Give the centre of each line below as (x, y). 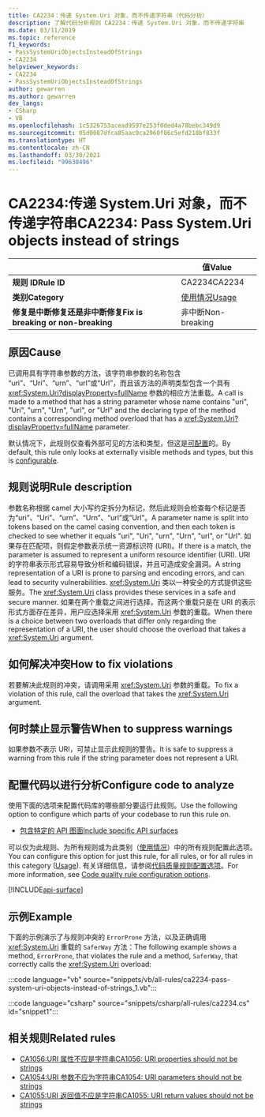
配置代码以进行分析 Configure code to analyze (121, 785)
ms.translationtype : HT (47, 140)
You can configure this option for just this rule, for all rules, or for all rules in (131, 856)
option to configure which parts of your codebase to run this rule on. (119, 815)
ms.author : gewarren (42, 96)
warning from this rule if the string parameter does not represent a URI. (123, 758)
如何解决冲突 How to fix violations (91, 664)
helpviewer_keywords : (44, 67)
